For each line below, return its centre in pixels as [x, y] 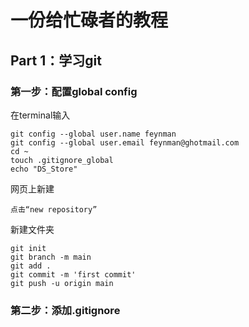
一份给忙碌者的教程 [89, 20]
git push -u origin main [62, 283]
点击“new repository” [54, 209]
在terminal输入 [40, 115]
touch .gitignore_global [62, 160]
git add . [31, 266]
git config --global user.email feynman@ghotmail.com [125, 142]
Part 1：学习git [56, 60]
